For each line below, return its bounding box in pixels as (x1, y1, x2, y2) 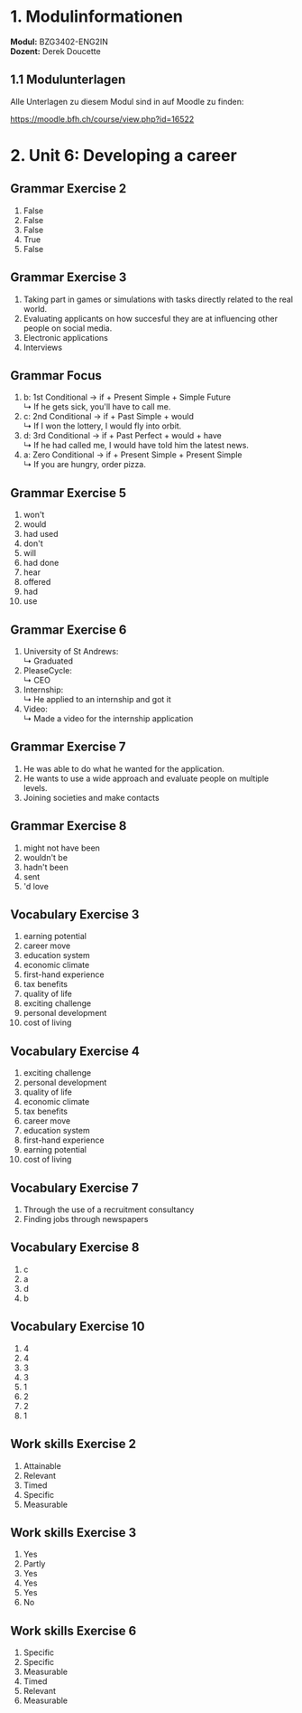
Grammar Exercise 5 (10, 485, 127, 501)
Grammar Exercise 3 (10, 269, 127, 286)
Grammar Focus (10, 368, 103, 383)
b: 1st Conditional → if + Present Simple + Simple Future (23, 391, 231, 403)
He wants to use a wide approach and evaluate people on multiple (23, 773, 270, 784)
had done (23, 558, 59, 569)
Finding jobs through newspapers (23, 1214, 149, 1225)
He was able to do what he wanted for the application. (23, 763, 224, 774)
